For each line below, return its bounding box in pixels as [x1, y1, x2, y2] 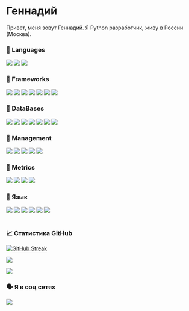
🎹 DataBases [6, 104, 44, 112]
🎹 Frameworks [6, 75, 49, 84]
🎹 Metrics [6, 164, 35, 172]
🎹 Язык [6, 192, 28, 201]
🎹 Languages [6, 45, 45, 54]
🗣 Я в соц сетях [6, 283, 56, 291]
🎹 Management [6, 134, 52, 142]
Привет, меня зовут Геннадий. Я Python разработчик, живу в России [6, 24, 184, 31]
